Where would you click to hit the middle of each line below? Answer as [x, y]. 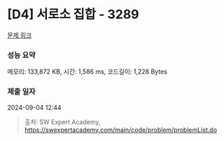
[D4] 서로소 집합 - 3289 [73, 14]
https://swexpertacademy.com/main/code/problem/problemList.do [121, 130]
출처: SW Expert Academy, [62, 122]
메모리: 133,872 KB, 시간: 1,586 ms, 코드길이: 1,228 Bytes [87, 72]
